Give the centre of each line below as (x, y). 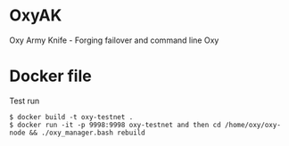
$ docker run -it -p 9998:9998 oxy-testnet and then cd (115, 125)
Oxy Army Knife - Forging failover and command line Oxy (114, 40)
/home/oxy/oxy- (252, 125)
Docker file (50, 76)
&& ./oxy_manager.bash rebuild (87, 133)
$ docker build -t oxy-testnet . (71, 117)
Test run (25, 101)
